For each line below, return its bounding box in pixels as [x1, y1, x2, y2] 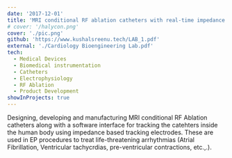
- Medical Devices [13, 56, 67, 63]
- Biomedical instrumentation [13, 62, 101, 69]
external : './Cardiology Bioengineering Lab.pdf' [7, 42, 154, 49]
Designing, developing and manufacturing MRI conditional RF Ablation [7, 113, 208, 122]
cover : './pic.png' [7, 29, 64, 37]
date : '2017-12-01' [7, 10, 64, 17]
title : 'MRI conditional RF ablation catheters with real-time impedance [7, 17, 226, 24]
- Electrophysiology [13, 74, 73, 82]
